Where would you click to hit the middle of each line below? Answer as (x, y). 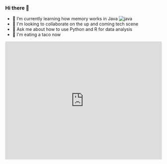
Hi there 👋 (17, 8)
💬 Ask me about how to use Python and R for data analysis (72, 29)
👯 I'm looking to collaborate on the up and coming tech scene (75, 24)
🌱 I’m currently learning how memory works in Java (65, 19)
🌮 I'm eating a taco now (37, 35)
